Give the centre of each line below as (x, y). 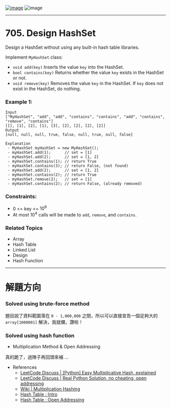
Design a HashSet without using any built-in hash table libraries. (73, 47)
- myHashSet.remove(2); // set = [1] (50, 179)
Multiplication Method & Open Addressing (56, 346)
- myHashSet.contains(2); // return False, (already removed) (75, 184)
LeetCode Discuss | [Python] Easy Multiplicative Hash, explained (88, 372)
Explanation (18, 144)
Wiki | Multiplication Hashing (50, 389)
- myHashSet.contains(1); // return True (52, 161)
